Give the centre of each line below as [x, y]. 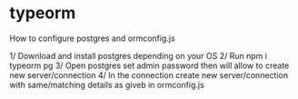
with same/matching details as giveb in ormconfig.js [107, 84]
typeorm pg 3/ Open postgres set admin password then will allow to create [149, 65]
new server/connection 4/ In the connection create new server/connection [149, 74]
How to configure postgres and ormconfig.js [92, 38]
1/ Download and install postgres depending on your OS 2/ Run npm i [139, 55]
